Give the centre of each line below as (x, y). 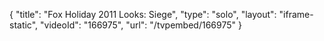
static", (24, 25)
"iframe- (296, 14)
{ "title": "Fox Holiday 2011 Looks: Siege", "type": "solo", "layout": (143, 14)
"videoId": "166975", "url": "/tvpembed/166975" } (141, 25)
